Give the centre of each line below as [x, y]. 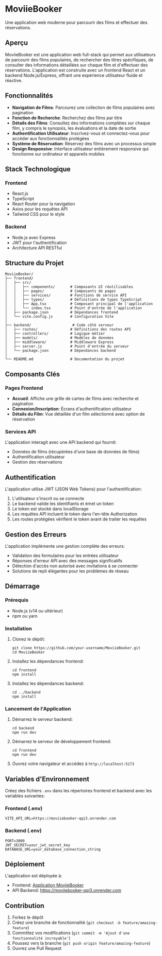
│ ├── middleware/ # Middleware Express [59, 342]
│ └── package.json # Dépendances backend [61, 351]
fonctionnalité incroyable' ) [41, 938]
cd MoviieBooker [28, 652]
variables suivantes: [25, 796]
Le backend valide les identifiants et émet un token [63, 504]
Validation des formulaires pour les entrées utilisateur [65, 556]
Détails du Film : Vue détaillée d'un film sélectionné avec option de [78, 414]
